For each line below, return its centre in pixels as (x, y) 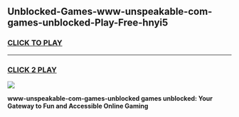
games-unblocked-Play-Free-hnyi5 (88, 23)
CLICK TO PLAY (35, 43)
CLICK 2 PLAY (32, 69)
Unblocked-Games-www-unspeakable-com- (110, 12)
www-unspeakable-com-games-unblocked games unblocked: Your (110, 98)
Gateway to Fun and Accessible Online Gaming (78, 106)
